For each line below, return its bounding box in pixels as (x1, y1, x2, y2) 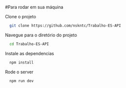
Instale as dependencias (5, 50, 54, 56)
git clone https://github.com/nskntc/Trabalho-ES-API (9, 23, 121, 28)
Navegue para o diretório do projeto (5, 32, 77, 38)
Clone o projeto (5, 14, 37, 19)
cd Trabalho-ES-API (9, 41, 49, 46)
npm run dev (9, 78, 34, 83)
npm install (9, 60, 34, 65)
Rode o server (5, 69, 34, 75)
